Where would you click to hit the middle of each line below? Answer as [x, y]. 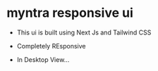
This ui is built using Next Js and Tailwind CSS [84, 32]
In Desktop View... [43, 59]
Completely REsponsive [51, 46]
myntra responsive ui [70, 13]
